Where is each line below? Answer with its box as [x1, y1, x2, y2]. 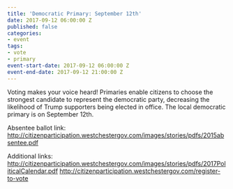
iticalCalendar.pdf [7, 167, 58, 175]
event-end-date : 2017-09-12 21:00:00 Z [7, 68, 123, 75]
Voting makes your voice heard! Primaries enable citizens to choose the [7, 88, 213, 96]
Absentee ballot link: [7, 123, 66, 132]
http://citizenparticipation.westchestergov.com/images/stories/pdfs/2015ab [7, 130, 225, 139]
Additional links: [7, 151, 54, 160]
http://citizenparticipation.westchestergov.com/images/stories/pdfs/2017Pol [7, 159, 226, 167]
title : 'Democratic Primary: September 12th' [7, 10, 142, 17]
